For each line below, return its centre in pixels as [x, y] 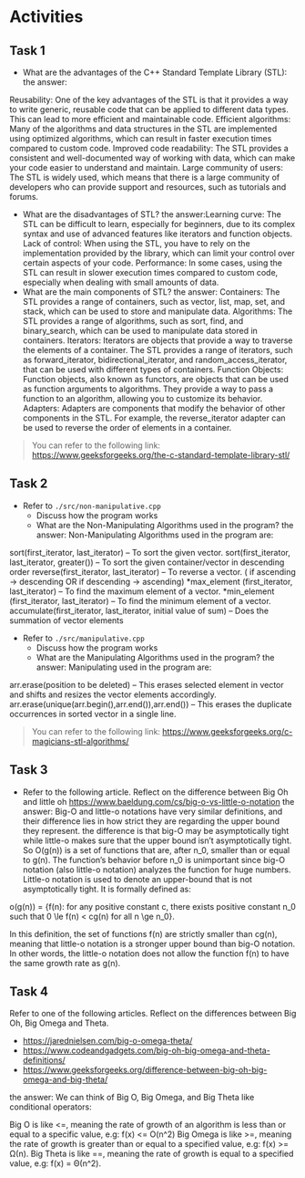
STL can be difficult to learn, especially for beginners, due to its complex [159, 224]
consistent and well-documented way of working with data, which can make [152, 158]
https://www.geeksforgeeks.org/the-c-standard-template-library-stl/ [161, 455]
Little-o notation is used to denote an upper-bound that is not [137, 879]
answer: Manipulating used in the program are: [124, 667]
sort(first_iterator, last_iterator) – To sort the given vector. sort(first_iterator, [150, 552]
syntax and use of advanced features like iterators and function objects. [158, 234]
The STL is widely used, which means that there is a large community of [145, 177]
